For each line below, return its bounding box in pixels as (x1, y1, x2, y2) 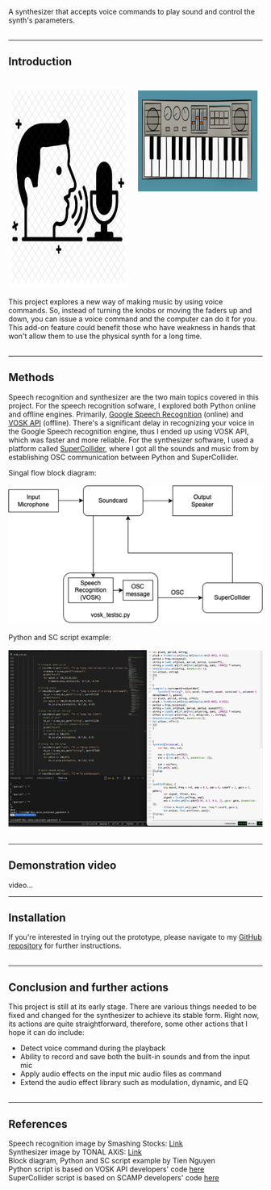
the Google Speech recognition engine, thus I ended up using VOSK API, (8, 426, 249, 436)
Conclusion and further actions (8, 980, 169, 994)
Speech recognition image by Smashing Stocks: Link (8, 1138, 183, 1149)
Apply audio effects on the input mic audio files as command (19, 1069, 222, 1079)
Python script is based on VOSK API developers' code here (8, 1164, 205, 1174)
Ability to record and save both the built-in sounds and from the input (19, 1052, 250, 1062)
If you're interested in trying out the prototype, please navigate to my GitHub (8, 932, 262, 942)
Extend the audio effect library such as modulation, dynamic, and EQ (19, 1078, 248, 1087)
